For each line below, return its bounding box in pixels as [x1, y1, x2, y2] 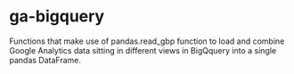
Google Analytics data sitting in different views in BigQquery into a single [9, 45, 277, 55]
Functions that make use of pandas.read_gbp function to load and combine [9, 36, 285, 46]
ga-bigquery [9, 6, 105, 27]
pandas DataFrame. [9, 54, 82, 65]
